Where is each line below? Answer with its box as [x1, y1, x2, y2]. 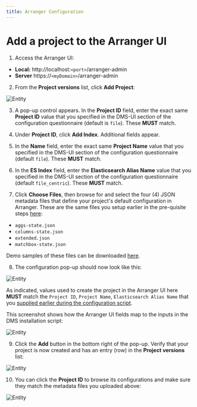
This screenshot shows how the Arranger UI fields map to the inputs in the [6, 310, 189, 318]
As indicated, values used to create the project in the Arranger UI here [6, 287, 179, 294]
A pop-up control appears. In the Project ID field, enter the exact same [14, 107, 189, 114]
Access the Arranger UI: [14, 54, 74, 61]
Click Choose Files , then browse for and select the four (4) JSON [14, 191, 176, 198]
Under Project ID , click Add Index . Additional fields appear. [14, 131, 161, 138]
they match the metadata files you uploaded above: [14, 382, 141, 389]
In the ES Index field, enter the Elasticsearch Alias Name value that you [14, 166, 192, 173]
